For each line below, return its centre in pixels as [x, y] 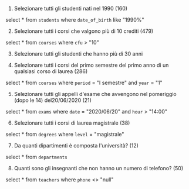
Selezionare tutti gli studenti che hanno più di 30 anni [78, 54]
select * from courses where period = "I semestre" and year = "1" [84, 83]
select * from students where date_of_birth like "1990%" [75, 20]
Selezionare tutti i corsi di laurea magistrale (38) [72, 123]
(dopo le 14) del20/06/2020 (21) [53, 100]
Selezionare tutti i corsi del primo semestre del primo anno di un [91, 65]
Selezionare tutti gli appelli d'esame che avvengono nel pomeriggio [95, 94]
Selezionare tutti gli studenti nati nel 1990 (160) [70, 8]
